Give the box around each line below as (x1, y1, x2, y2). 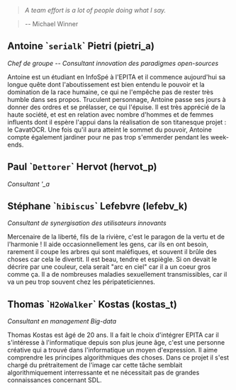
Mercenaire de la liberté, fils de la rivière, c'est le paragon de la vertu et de (7, 233, 225, 241)
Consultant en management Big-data (7, 317, 117, 326)
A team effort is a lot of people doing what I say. (24, 6, 167, 14)
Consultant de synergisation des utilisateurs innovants (7, 219, 167, 227)
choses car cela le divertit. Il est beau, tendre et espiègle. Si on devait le (7, 255, 218, 264)
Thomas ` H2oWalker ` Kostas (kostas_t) (7, 298, 177, 310)
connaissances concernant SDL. (7, 376, 102, 384)
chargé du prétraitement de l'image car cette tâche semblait (7, 361, 183, 369)
